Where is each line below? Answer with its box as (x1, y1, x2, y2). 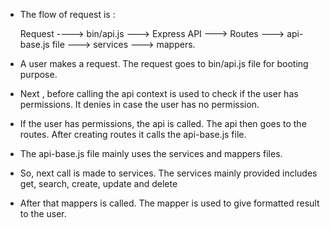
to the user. (19, 208, 67, 219)
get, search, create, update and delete (19, 178, 178, 189)
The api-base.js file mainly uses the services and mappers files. (19, 148, 283, 159)
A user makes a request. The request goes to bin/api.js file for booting (19, 58, 309, 69)
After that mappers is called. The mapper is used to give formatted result (19, 197, 320, 209)
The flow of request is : (19, 9, 116, 20)
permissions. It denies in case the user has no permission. (19, 99, 260, 110)
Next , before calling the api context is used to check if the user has (19, 88, 299, 99)
